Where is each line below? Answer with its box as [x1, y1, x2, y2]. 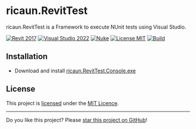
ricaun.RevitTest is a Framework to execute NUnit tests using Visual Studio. [6, 23, 187, 30]
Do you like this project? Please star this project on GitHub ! [6, 116, 148, 123]
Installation [6, 51, 48, 62]
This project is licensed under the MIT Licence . [6, 99, 119, 106]
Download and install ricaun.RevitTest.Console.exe [14, 67, 136, 74]
